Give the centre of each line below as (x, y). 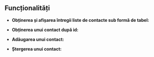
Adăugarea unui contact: (38, 39)
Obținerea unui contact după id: (45, 30)
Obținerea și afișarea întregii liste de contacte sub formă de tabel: (80, 20)
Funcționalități (27, 8)
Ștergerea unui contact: (37, 49)
